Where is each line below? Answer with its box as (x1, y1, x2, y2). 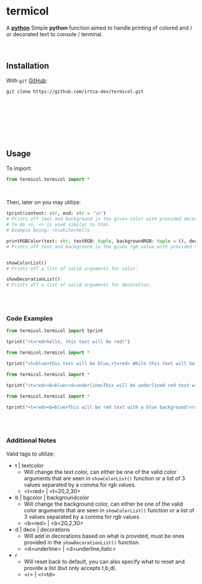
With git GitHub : (6, 77, 48, 84)
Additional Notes (6, 436, 57, 445)
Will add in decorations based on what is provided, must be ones (23, 532, 185, 539)
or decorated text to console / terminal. (6, 30, 103, 37)
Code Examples (6, 315, 53, 323)
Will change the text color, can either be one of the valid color (23, 468, 177, 476)
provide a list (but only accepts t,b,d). (23, 564, 117, 571)
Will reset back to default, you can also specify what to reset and (23, 557, 185, 565)
